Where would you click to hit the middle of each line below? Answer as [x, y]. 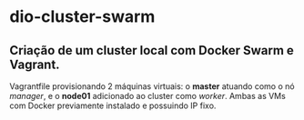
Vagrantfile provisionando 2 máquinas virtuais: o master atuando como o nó [152, 86]
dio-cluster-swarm [82, 17]
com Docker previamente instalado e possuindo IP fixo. [113, 105]
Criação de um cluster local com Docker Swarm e [152, 50]
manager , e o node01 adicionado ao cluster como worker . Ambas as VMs [148, 96]
